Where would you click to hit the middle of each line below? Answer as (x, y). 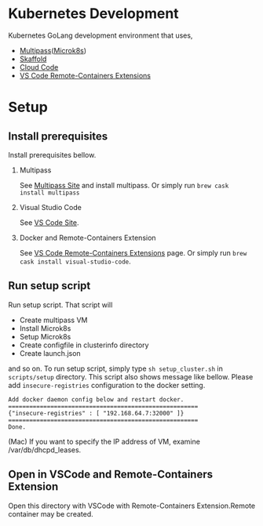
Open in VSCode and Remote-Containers (111, 475)
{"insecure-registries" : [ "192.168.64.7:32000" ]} (96, 413)
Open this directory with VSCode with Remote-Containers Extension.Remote (132, 506)
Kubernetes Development (93, 14)
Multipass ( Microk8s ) (53, 50)
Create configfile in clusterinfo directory (84, 345)
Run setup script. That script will (60, 305)
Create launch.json (50, 353)
